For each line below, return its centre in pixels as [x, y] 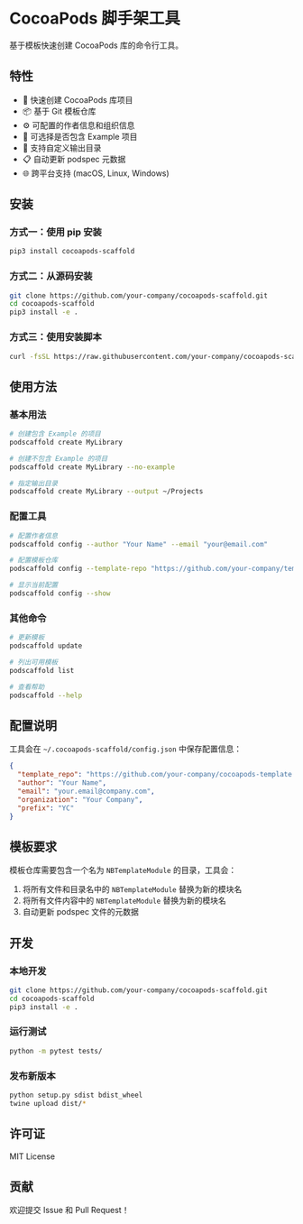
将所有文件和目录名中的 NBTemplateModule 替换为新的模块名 [132, 889]
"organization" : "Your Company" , [80, 799]
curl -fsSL [30, 356]
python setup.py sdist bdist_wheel [76, 1095]
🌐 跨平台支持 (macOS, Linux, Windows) [96, 173]
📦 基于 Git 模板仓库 [59, 111]
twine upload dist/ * [48, 1103]
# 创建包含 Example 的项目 [55, 434]
